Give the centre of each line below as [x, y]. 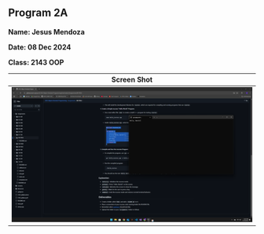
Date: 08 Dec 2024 [40, 47]
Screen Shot [132, 80]
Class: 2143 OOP [36, 62]
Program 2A [38, 13]
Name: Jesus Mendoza [46, 31]
